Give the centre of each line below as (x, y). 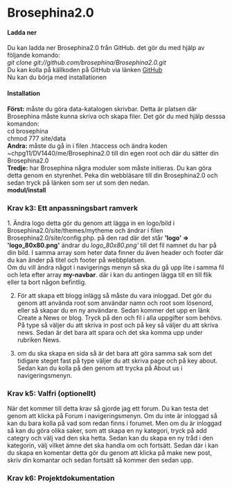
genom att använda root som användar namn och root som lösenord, (115, 303)
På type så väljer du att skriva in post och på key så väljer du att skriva (118, 325)
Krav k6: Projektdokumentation (61, 479)
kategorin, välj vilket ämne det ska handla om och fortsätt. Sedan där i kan (113, 445)
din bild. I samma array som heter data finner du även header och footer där (115, 252)
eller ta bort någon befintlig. (47, 282)
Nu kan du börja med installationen (57, 77)
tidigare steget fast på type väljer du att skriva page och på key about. (117, 360)
